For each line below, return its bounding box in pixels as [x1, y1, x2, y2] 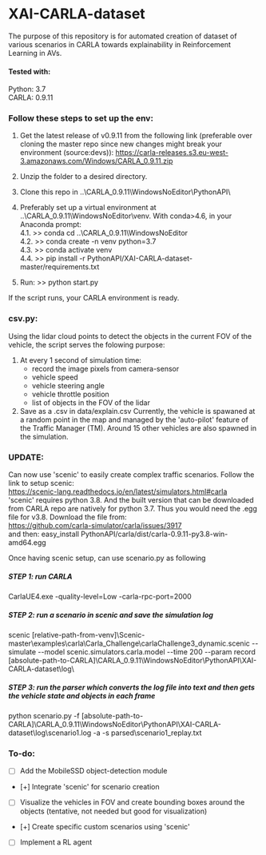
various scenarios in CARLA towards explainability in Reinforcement [8, 39, 232, 49]
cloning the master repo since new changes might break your [19, 139, 222, 149]
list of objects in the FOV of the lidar [31, 397, 150, 408]
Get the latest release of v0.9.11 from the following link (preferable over [19, 131, 253, 141]
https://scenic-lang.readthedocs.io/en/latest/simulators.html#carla [8, 487, 228, 496]
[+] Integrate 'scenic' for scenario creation [19, 782, 160, 792]
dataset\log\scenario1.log [8, 728, 92, 738]
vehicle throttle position [31, 389, 109, 399]
